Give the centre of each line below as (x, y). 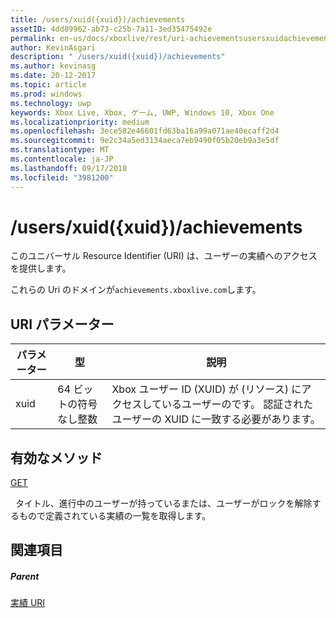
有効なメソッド (56, 457)
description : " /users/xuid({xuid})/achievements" (118, 57)
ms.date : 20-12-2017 (53, 76)
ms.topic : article (48, 85)
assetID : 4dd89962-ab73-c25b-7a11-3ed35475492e (111, 29)
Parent (25, 577)
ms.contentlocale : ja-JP (62, 159)
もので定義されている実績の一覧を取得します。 (115, 516)
